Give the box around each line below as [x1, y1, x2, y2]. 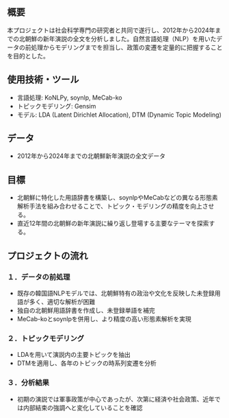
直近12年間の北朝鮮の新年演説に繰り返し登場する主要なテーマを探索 [16, 219, 210, 228]
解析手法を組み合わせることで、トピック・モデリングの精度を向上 [16, 202, 203, 211]
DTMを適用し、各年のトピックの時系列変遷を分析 [16, 359, 157, 367]
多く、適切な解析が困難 [29, 297, 96, 305]
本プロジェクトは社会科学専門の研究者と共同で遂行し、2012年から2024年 [7, 26, 215, 34]
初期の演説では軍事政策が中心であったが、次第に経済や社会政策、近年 [16, 395, 215, 403]
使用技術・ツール [7, 74, 79, 86]
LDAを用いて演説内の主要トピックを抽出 [16, 351, 131, 359]
